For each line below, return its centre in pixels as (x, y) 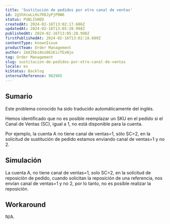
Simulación (23, 160)
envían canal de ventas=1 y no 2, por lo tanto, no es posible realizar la (78, 183)
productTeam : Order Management (38, 48)
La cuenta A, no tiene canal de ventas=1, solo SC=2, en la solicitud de (78, 172)
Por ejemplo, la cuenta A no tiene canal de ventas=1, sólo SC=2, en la (78, 134)
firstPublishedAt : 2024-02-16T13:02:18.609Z (53, 39)
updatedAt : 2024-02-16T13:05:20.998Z (45, 29)
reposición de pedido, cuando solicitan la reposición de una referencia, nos (84, 178)
